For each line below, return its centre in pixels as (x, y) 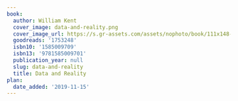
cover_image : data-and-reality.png (66, 27)
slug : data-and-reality (48, 67)
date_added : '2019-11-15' (52, 87)
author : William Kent (45, 21)
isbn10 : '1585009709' (45, 47)
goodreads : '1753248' (45, 41)
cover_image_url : (39, 34)
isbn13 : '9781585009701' (50, 54)
